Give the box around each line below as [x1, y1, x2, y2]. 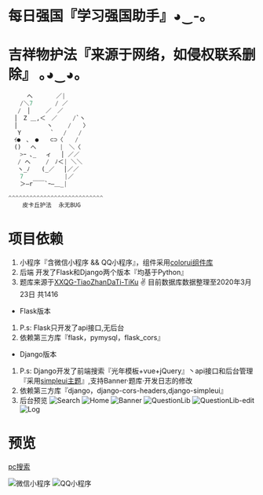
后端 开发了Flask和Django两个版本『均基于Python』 [19, 268, 188, 277]
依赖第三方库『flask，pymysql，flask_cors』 [19, 333, 165, 343]
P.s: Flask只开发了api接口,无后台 [19, 323, 125, 332]
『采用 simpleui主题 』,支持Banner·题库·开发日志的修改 [19, 376, 193, 386]
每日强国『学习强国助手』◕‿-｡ [8, 7, 206, 25]
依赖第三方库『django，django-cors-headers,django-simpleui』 [19, 386, 228, 395]
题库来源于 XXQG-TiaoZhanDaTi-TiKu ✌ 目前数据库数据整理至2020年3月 [19, 277, 252, 287]
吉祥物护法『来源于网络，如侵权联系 [8, 46, 243, 64]
